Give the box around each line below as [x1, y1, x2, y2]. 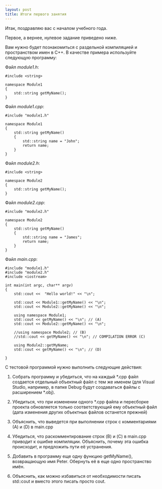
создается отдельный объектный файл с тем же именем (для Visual [12, 379, 155, 385]
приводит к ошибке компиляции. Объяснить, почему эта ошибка [12, 439, 148, 444]
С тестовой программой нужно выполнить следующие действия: [5, 364, 142, 370]
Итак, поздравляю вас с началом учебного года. [5, 25, 108, 31]
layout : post [5, 7, 32, 12]
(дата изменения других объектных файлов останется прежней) [12, 409, 148, 415]
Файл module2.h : [5, 160, 40, 166]
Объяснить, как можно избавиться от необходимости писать [12, 473, 141, 479]
